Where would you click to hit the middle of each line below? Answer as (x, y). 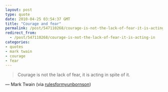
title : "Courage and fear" (33, 24)
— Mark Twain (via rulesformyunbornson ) (48, 85)
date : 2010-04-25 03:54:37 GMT (38, 19)
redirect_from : (21, 33)
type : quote (17, 14)
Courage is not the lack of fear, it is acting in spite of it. (74, 75)
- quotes (14, 47)
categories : (17, 42)
